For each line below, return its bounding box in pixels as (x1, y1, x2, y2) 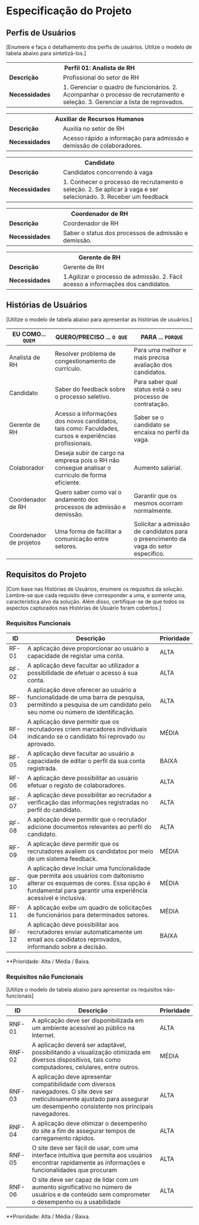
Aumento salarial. (133, 463, 182, 472)
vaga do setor (133, 542, 173, 550)
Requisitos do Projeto (6, 570, 87, 580)
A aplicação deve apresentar (31, 1073, 112, 1081)
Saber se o (133, 413, 164, 421)
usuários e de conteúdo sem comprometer (31, 1191, 150, 1199)
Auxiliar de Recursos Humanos (54, 115, 145, 123)
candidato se (133, 421, 170, 429)
